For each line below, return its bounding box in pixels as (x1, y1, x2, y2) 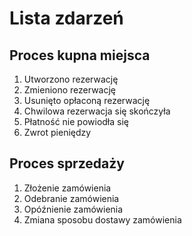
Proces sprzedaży (9, 155, 125, 172)
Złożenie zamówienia (23, 182, 112, 194)
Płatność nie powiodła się (23, 116, 129, 127)
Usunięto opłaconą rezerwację (23, 95, 151, 106)
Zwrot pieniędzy (23, 127, 92, 138)
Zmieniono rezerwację (23, 84, 117, 96)
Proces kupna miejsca (9, 47, 151, 64)
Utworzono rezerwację (23, 73, 119, 85)
